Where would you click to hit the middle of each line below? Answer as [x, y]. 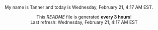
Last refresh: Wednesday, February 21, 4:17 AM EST [84, 22]
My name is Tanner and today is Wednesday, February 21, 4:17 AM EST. [79, 7]
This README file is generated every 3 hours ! [84, 17]
